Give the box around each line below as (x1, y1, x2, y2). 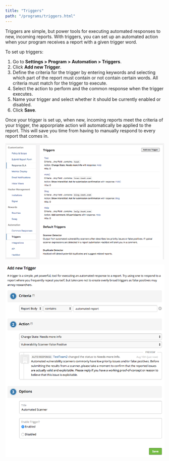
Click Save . (12, 107, 37, 113)
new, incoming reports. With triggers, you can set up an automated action (5, 33, 158, 40)
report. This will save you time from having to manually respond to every (5, 127, 155, 134)
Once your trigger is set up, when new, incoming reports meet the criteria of (5, 117, 163, 123)
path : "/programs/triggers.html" (5, 13, 76, 19)
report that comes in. (5, 133, 49, 139)
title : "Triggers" (5, 8, 44, 13)
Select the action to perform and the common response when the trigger (12, 85, 164, 91)
